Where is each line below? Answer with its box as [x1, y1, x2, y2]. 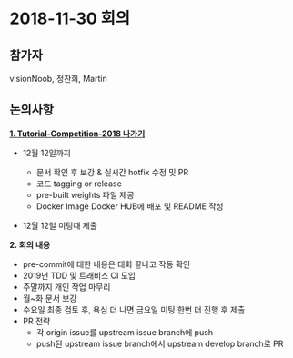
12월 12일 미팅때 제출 [22, 220, 98, 231]
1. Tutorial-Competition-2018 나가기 [9, 128, 146, 139]
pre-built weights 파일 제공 [35, 189, 135, 200]
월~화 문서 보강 [22, 293, 77, 303]
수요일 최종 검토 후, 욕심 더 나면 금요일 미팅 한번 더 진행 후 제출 [22, 303, 246, 314]
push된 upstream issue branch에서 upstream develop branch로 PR [35, 338, 284, 349]
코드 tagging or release [35, 178, 123, 189]
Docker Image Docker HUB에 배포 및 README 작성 [35, 201, 224, 212]
